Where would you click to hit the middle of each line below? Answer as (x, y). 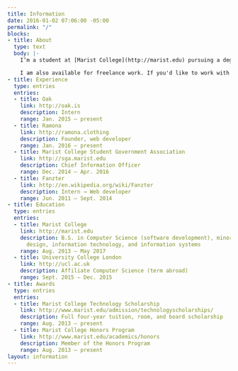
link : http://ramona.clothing (65, 132)
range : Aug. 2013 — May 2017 (63, 251)
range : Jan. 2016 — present (61, 145)
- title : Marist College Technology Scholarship (87, 304)
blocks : (19, 34)
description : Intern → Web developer (76, 192)
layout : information (38, 356)
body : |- (27, 54)
